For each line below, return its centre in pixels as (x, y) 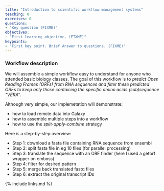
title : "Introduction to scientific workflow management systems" (74, 10)
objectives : (17, 32)
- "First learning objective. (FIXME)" (46, 37)
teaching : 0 (17, 14)
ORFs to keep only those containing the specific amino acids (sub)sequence (82, 89)
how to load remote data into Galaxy (49, 114)
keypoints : (16, 42)
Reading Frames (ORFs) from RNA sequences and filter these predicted (77, 84)
